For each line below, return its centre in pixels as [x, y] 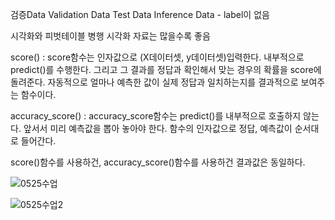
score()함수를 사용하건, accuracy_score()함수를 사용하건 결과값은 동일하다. [158, 162]
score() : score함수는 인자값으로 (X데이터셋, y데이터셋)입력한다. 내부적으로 [157, 57]
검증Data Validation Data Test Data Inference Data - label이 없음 [140, 14]
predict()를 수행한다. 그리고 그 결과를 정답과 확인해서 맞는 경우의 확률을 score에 [166, 69]
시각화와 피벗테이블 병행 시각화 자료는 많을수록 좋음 [110, 36]
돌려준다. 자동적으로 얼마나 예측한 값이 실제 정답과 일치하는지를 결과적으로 [154, 82]
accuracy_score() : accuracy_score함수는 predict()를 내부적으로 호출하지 [156, 116]
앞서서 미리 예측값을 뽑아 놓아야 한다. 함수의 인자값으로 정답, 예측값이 [158, 128]
